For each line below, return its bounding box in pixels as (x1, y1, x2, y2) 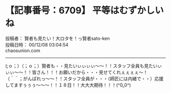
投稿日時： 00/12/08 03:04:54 (5, 41, 69, 48)
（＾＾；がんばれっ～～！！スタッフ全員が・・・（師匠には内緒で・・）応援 (5, 75, 164, 82)
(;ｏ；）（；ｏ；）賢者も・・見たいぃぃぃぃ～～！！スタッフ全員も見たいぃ (5, 62, 162, 69)
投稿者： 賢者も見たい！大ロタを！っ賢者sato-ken (5, 35, 110, 41)
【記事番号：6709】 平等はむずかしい (5, 5, 164, 16)
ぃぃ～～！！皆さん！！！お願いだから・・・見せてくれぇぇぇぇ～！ (5, 69, 148, 75)
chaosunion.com (5, 47, 41, 54)
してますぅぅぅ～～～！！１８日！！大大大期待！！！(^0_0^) (5, 82, 131, 88)
